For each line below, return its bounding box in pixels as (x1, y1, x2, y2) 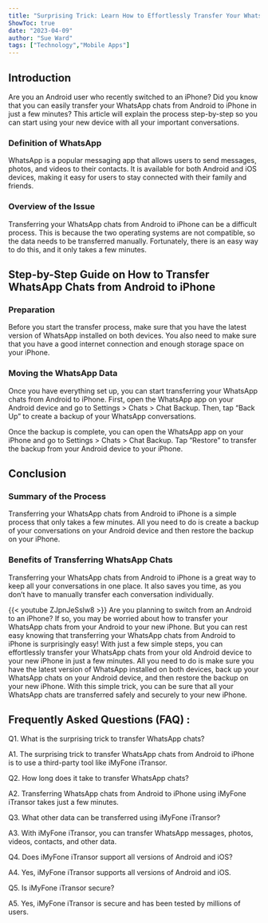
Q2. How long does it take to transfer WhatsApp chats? (8, 774, 190, 783)
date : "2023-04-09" (8, 26, 73, 34)
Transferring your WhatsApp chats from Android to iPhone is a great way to (8, 572, 257, 582)
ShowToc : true (8, 19, 56, 27)
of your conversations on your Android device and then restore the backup (8, 526, 254, 536)
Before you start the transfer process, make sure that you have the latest (8, 323, 247, 332)
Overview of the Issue (8, 201, 96, 212)
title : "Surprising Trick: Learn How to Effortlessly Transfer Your (8, 11, 241, 20)
